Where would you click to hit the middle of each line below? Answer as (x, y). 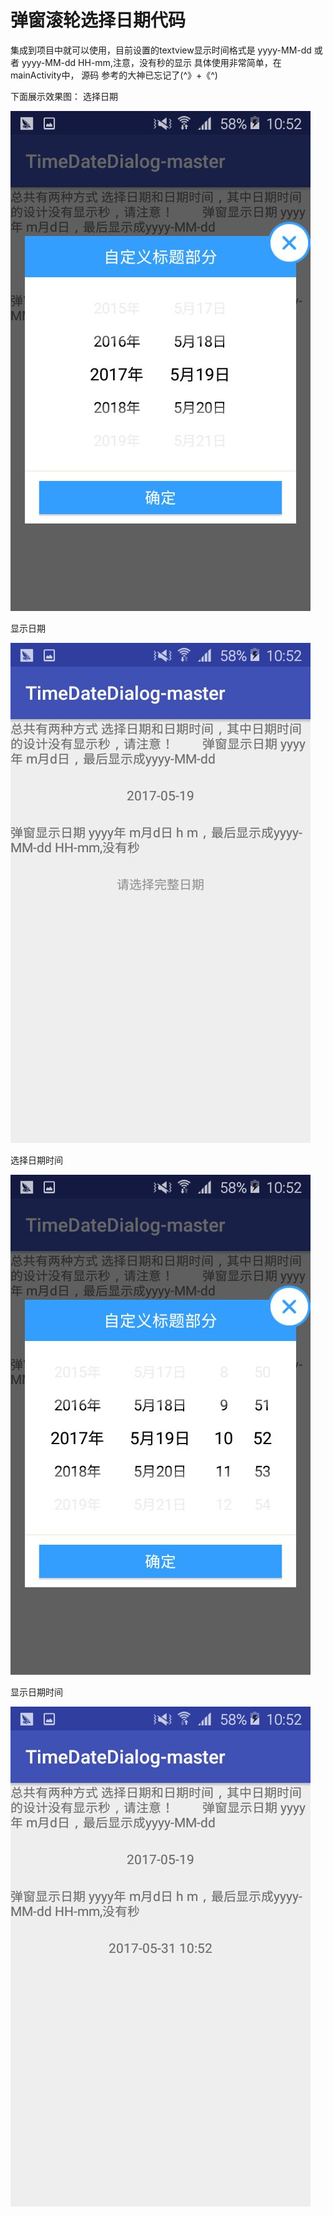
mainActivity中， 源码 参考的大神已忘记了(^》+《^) (114, 75)
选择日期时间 (36, 1160)
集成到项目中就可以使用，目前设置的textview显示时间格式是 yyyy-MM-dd (161, 50)
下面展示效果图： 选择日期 (64, 96)
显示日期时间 (36, 1692)
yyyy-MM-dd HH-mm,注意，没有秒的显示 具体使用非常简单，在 (151, 62)
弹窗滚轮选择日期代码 (98, 20)
